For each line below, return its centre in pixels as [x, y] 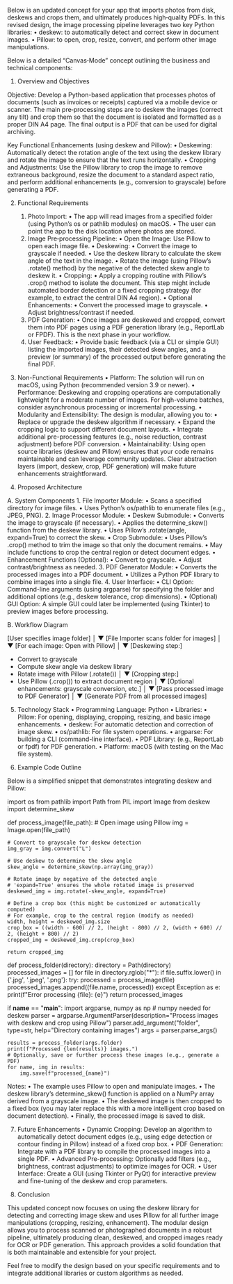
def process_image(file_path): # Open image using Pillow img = [98, 822]
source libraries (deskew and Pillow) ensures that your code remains [115, 452]
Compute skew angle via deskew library [74, 666]
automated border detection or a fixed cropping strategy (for [114, 290]
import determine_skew [41, 809]
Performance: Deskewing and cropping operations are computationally [119, 392]
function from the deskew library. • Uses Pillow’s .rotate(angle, [97, 530]
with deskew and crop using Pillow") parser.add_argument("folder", [104, 1023]
